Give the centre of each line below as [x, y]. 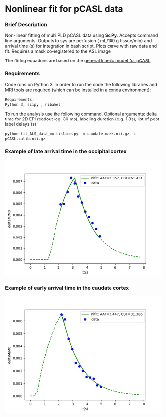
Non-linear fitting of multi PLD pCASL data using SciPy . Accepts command [82, 35]
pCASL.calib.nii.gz [25, 139]
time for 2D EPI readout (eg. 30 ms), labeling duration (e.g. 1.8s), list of [77, 119]
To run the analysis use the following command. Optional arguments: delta [81, 114]
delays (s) [26, 124]
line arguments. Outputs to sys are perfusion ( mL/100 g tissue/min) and [79, 41]
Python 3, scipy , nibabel [33, 104]
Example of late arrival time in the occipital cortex [66, 151]
